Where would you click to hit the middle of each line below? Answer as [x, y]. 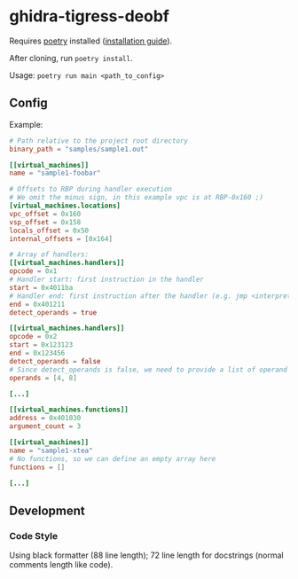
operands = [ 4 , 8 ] [43, 378]
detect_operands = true [53, 312]
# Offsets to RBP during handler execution [91, 189]
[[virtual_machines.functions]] [69, 410]
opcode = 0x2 [33, 337]
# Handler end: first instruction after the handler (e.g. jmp [129, 296]
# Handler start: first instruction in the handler [106, 279]
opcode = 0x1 [33, 271]
